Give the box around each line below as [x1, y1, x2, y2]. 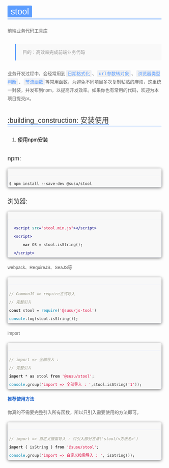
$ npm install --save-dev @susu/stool [9, 181, 92, 186]
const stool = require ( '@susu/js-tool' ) [9, 308, 97, 313]
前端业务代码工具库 [7, 28, 48, 34]
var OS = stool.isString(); [22, 242, 83, 247]
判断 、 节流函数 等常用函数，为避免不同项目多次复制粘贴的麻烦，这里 [7, 79, 157, 85]
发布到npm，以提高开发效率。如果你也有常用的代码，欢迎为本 [29, 87, 159, 93]
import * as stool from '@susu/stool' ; [9, 373, 95, 379]
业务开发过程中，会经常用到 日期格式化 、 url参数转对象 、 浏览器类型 [7, 71, 161, 76]
